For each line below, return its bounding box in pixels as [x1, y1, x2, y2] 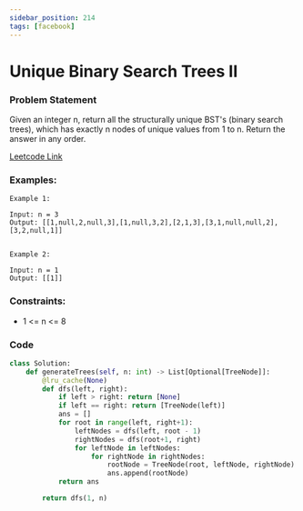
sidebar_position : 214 [9, 13, 96, 23]
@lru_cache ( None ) [42, 376, 107, 385]
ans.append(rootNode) [106, 469, 189, 478]
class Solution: [9, 358, 71, 368]
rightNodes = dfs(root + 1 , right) [74, 435, 202, 444]
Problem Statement [9, 93, 97, 105]
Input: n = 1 [9, 266, 59, 276]
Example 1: [9, 195, 51, 204]
